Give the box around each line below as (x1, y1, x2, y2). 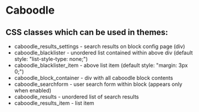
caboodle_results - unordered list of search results (14, 93, 139, 100)
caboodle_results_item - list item (14, 100, 94, 107)
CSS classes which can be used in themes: (5, 27, 169, 37)
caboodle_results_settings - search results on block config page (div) (14, 43, 185, 50)
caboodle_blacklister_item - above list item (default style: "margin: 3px (14, 62, 188, 69)
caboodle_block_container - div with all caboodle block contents (14, 75, 173, 81)
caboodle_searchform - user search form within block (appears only (14, 81, 183, 88)
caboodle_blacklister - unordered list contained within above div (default (14, 49, 193, 56)
